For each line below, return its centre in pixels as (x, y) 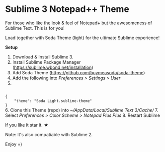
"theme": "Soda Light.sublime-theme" (53, 101)
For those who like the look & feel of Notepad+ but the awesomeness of (79, 23)
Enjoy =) (14, 144)
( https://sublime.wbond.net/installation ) (53, 67)
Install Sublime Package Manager (46, 62)
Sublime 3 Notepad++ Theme (67, 9)
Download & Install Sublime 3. (43, 57)
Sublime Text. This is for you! (35, 28)
